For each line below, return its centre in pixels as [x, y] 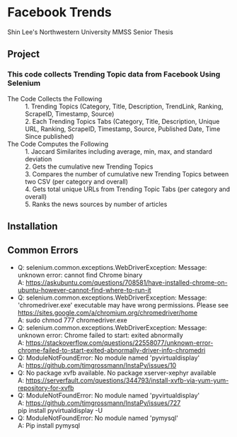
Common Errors [43, 250]
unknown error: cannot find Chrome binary [80, 275]
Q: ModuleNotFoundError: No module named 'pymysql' [98, 418]
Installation [33, 226]
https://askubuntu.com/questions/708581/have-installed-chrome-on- [127, 282]
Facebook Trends [59, 12]
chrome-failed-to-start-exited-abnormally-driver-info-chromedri [111, 350]
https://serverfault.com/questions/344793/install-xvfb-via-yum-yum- [127, 380]
